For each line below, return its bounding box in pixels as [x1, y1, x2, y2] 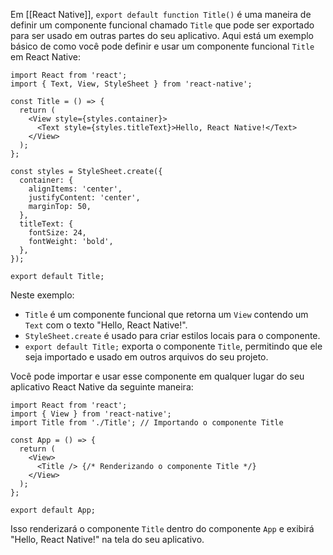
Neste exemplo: [10, 289, 75, 301]
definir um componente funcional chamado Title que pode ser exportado [10, 19, 315, 31]
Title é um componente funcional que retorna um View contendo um [24, 309, 309, 320]
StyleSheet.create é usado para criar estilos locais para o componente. [24, 330, 321, 341]
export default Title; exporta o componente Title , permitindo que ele [24, 340, 323, 352]
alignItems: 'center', [28, 184, 123, 194]
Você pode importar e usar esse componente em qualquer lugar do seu [10, 370, 305, 382]
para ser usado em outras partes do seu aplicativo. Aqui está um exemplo [10, 30, 314, 41]
